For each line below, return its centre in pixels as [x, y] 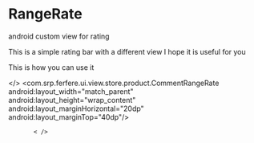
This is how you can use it [51, 67]
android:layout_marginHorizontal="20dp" [76, 108]
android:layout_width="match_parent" [71, 91]
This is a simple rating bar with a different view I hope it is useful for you [127, 51]
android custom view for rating [59, 36]
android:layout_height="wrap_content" [72, 100]
